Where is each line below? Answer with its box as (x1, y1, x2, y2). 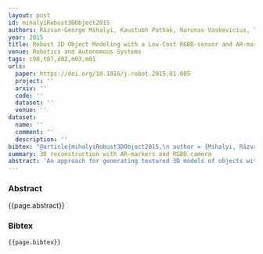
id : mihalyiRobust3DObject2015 (8, 19, 110, 27)
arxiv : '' (15, 84, 47, 93)
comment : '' (15, 128, 55, 136)
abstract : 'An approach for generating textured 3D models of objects (8, 158, 243, 165)
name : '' (15, 121, 44, 129)
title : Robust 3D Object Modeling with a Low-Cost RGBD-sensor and (8, 41, 233, 49)
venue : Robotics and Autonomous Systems (8, 48, 142, 56)
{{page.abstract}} (8, 201, 65, 210)
